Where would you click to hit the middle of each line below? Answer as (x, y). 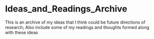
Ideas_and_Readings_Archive (66, 9)
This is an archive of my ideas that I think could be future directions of (75, 22)
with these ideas (21, 32)
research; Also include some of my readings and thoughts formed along (77, 27)
